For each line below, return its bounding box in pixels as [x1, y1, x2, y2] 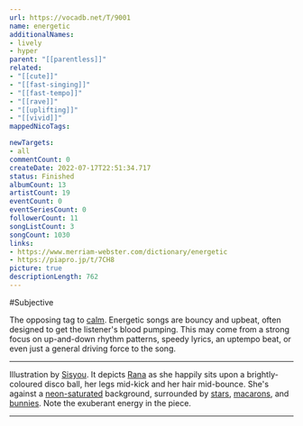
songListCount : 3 [9, 222, 75, 231]
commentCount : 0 [9, 155, 70, 164]
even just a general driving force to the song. [9, 343, 177, 354]
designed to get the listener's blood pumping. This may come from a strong [9, 323, 290, 334]
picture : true [9, 264, 63, 273]
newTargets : [9, 139, 54, 148]
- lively [9, 38, 42, 48]
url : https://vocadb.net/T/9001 [9, 13, 131, 23]
